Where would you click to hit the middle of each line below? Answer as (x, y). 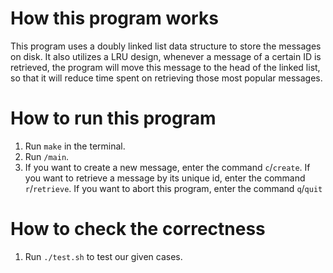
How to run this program (113, 118)
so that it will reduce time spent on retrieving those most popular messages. (166, 78)
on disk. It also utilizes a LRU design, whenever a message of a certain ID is (166, 56)
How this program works (114, 18)
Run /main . (47, 156)
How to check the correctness (138, 229)
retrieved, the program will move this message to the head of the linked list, (165, 67)
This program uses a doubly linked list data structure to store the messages (166, 46)
